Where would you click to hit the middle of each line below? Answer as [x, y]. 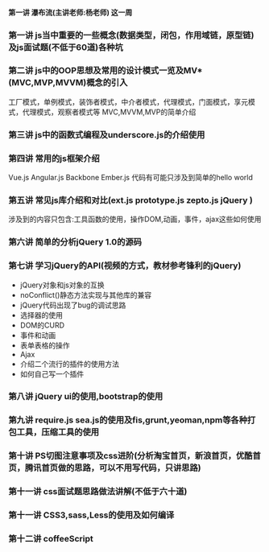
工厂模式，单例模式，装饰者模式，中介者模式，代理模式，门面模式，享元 [128, 101]
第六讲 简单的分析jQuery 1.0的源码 [75, 242]
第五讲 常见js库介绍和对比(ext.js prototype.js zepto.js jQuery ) [131, 200]
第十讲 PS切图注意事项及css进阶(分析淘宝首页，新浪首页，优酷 [130, 456]
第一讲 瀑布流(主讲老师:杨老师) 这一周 [70, 12]
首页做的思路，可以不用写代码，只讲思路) [121, 468]
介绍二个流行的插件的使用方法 [69, 364]
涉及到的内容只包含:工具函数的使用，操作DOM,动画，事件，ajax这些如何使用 [135, 219]
